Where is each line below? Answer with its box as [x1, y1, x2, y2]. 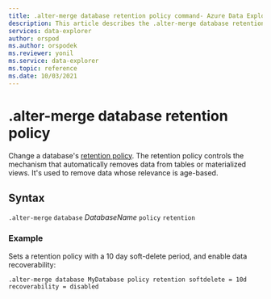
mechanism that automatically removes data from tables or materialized [8, 159, 247, 169]
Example [8, 233, 44, 244]
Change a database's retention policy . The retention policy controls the [8, 150, 244, 160]
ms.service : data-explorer [8, 57, 99, 65]
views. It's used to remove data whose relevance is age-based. [8, 167, 219, 178]
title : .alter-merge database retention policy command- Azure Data [8, 11, 244, 20]
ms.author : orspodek [8, 42, 78, 50]
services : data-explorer [8, 27, 92, 35]
